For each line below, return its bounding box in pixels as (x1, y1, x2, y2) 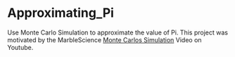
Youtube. (7, 43, 34, 51)
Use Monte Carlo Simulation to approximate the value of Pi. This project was (7, 28, 229, 37)
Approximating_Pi (7, 5, 115, 21)
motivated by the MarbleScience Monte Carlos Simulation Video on (7, 35, 202, 44)
